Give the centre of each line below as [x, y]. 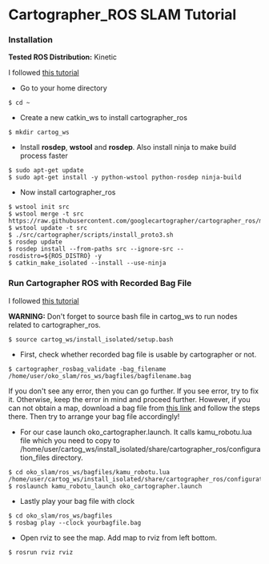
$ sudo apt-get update [46, 171]
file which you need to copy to [70, 440]
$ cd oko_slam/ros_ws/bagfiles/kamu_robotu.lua [89, 472]
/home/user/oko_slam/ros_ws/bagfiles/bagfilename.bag [100, 376]
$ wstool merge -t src [46, 214]
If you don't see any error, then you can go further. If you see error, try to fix [133, 391]
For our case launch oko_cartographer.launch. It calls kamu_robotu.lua [136, 432]
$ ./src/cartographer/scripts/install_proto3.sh [91, 235]
